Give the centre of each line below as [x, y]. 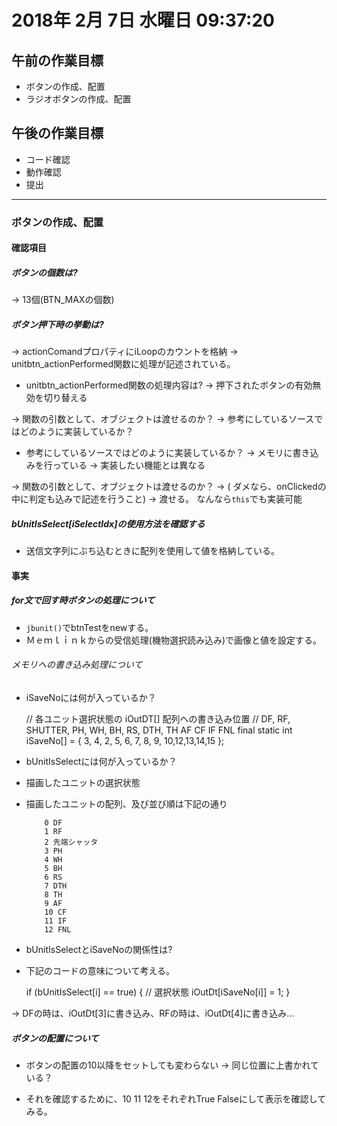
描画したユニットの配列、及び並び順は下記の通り [126, 804]
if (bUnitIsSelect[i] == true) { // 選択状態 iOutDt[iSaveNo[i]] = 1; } [158, 992]
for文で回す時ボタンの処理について [83, 600]
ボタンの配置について [55, 1038]
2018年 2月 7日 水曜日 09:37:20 [143, 20]
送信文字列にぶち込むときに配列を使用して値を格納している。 [153, 551]
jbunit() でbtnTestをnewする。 [89, 627]
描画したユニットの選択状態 [83, 782]
